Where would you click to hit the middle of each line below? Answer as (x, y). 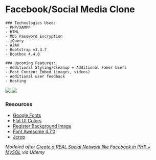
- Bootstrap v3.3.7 (26, 49)
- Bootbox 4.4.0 (23, 54)
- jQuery (15, 41)
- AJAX (12, 45)
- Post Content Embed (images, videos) (48, 72)
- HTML (12, 32)
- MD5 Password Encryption (34, 36)
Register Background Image (42, 126)
